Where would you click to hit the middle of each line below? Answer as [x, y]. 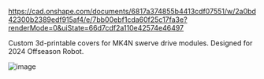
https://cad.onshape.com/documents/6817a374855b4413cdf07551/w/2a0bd [132, 11]
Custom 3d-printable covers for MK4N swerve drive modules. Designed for [130, 43]
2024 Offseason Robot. [46, 51]
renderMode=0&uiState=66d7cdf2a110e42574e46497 [96, 28]
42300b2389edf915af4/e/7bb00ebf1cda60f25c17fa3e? [98, 20]
